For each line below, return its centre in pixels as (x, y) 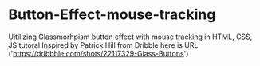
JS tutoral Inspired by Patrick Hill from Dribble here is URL (103, 45)
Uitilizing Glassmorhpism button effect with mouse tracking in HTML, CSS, (130, 37)
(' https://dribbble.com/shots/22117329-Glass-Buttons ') (98, 53)
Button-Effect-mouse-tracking (112, 15)
